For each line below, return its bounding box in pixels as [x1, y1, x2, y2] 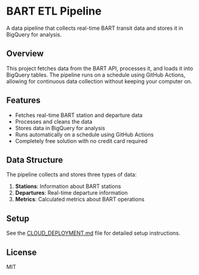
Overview [6, 49, 44, 59]
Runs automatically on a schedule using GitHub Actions [15, 131, 154, 138]
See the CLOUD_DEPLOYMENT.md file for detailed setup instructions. [6, 229, 181, 237]
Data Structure [6, 155, 64, 165]
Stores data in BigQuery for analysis [15, 124, 106, 131]
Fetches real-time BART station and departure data [15, 111, 143, 119]
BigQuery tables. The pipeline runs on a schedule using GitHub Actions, [6, 71, 186, 78]
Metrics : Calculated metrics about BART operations [15, 196, 144, 203]
